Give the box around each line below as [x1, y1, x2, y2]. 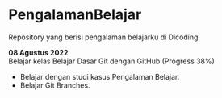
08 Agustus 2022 [8, 47, 69, 57]
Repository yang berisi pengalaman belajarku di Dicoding [8, 32, 199, 42]
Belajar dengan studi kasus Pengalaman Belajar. [19, 71, 180, 81]
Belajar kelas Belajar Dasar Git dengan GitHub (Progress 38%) [8, 56, 216, 66]
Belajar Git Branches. [19, 80, 90, 90]
